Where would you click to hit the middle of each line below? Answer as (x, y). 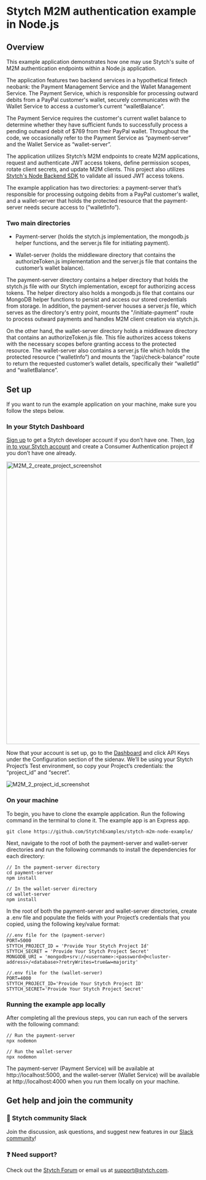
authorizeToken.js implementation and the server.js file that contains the (106, 262)
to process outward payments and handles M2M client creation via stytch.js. (103, 319)
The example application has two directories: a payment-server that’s (94, 188)
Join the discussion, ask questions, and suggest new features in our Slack (100, 1131)
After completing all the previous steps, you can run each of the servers (97, 1018)
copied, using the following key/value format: (63, 924)
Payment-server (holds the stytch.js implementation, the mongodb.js (102, 236)
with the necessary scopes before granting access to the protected (91, 344)
